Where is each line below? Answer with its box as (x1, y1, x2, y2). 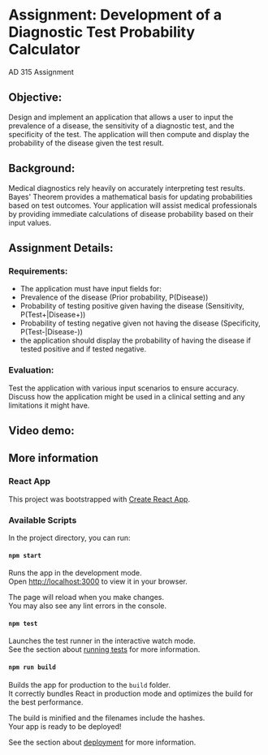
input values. (8, 218, 51, 227)
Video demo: (8, 424, 75, 438)
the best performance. (8, 697, 84, 707)
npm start (8, 551, 42, 559)
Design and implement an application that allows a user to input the (8, 112, 234, 122)
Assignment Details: (8, 241, 114, 255)
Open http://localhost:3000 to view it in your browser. (8, 576, 188, 586)
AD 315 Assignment (8, 67, 75, 76)
